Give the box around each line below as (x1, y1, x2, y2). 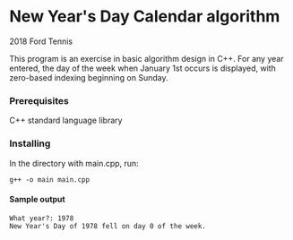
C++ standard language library (9, 115, 123, 126)
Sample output (9, 194, 65, 205)
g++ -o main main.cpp (9, 175, 90, 184)
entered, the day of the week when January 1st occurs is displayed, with (9, 63, 276, 73)
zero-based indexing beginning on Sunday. (9, 72, 168, 82)
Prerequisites (9, 94, 69, 107)
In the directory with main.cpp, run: (9, 158, 139, 168)
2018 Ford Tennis (9, 36, 73, 47)
